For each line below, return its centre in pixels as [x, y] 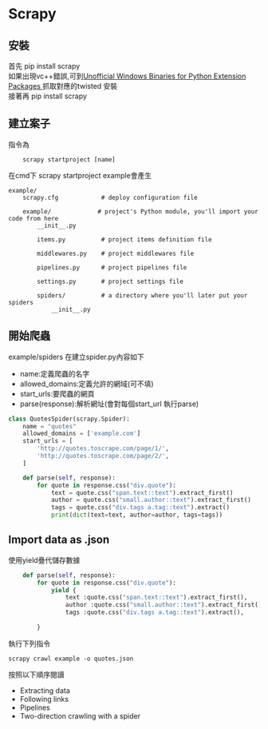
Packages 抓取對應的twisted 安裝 [63, 86]
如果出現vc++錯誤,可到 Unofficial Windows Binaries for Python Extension [127, 76]
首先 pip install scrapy [44, 66]
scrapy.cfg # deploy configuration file [110, 197]
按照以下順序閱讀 [36, 674]
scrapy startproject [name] [69, 159]
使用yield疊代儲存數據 [44, 560]
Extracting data [45, 690]
